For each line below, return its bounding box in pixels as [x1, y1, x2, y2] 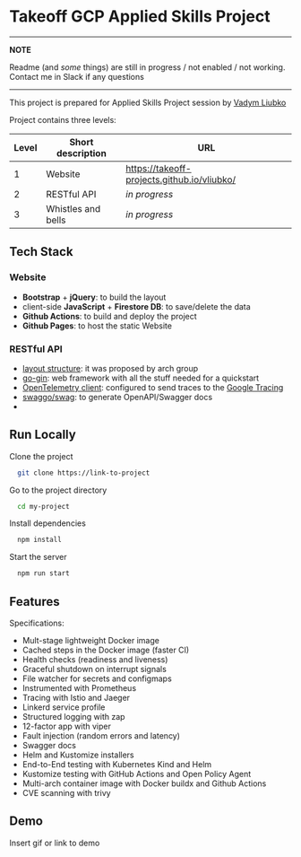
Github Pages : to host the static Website [21, 320, 173, 331]
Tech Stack [9, 244, 73, 259]
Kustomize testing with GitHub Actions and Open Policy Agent [21, 769, 252, 780]
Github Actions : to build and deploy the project [21, 310, 197, 321]
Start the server [9, 552, 67, 563]
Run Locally [9, 427, 76, 442]
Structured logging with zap [21, 712, 125, 722]
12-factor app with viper [21, 721, 112, 732]
